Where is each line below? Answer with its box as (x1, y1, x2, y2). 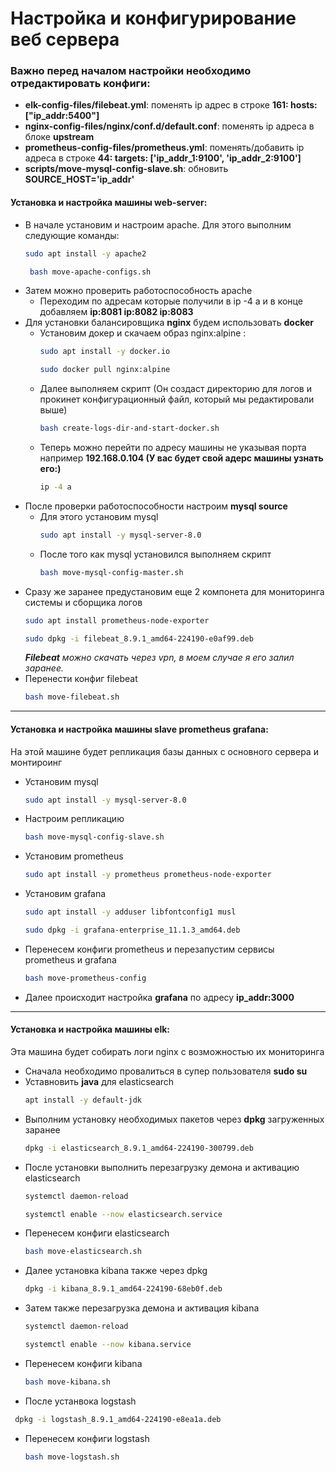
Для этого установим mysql (39, 510, 159, 522)
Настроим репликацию (24, 813, 125, 825)
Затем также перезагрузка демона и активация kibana (24, 1302, 260, 1314)
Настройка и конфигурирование (10, 7, 297, 30)
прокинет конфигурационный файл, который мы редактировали (39, 393, 315, 406)
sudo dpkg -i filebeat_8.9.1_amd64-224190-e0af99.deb (24, 633, 254, 644)
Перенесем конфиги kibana (24, 1357, 143, 1369)
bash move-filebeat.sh (24, 692, 120, 702)
